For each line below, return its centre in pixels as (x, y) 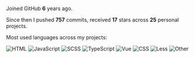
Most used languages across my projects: (57, 37)
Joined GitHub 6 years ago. (39, 8)
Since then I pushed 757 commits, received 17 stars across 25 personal (93, 20)
